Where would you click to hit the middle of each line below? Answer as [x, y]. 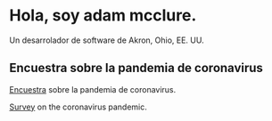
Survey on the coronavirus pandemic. [78, 107]
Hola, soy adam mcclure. [103, 16]
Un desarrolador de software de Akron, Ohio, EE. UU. [107, 40]
